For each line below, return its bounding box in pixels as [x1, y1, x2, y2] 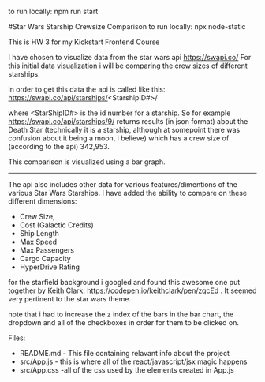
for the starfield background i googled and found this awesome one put [8, 278, 241, 286]
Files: [8, 333, 26, 343]
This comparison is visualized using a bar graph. [8, 157, 166, 167]
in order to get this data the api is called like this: [8, 84, 166, 94]
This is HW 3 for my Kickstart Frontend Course [8, 37, 160, 47]
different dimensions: [8, 197, 77, 206]
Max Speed [19, 237, 58, 246]
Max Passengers [19, 245, 75, 255]
